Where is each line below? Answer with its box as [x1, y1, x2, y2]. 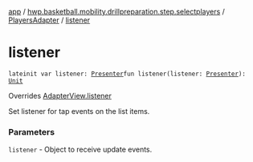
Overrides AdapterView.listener [8, 91, 112, 100]
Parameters [8, 126, 55, 137]
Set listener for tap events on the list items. [8, 106, 150, 115]
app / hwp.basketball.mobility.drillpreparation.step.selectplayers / [8, 7, 225, 16]
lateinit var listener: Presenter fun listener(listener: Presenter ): [8, 70, 247, 78]
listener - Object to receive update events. [8, 144, 153, 155]
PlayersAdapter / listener [8, 15, 91, 25]
